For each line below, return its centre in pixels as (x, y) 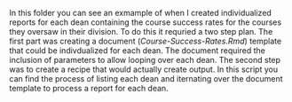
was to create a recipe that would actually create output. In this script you (143, 69)
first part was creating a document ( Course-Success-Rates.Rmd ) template (146, 41)
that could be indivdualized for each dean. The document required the (138, 51)
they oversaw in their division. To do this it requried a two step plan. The (141, 31)
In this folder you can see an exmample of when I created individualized (141, 13)
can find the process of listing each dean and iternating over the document (146, 78)
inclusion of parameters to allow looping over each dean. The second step (145, 60)
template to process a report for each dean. (89, 88)
